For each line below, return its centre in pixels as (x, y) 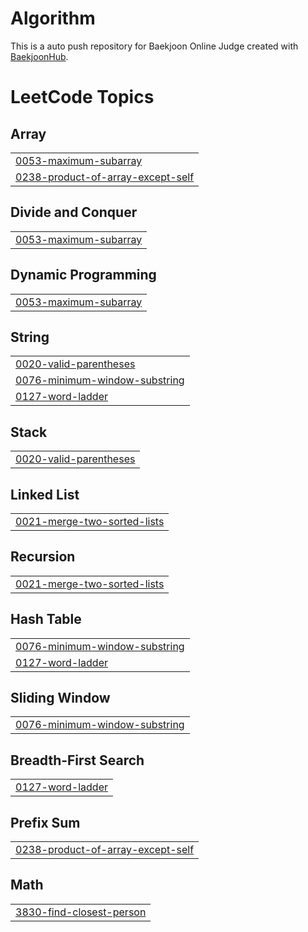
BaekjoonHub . (39, 56)
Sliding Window (60, 698)
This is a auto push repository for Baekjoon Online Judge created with (154, 46)
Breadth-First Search (77, 760)
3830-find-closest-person (81, 912)
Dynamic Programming (83, 275)
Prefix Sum (45, 822)
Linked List (45, 494)
